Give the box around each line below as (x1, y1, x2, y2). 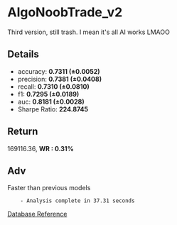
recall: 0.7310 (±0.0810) (17, 82, 90, 91)
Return (7, 126, 38, 138)
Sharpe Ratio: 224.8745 (17, 104, 89, 114)
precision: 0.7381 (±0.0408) (17, 75, 102, 83)
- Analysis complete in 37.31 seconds (20, 197, 135, 204)
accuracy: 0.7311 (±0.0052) (17, 67, 101, 75)
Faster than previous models (7, 184, 91, 192)
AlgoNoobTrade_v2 (7, 4, 123, 21)
